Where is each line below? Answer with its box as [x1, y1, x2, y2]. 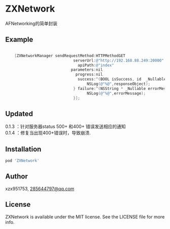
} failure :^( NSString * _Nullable [73, 86, 146, 91]
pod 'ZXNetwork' [5, 158, 39, 163]
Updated [5, 109, 33, 118]
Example [5, 35, 33, 44]
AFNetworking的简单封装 [5, 20, 58, 26]
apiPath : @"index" [77, 63, 114, 68]
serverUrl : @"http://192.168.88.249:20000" [73, 58, 164, 63]
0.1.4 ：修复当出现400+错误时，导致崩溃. [5, 130, 91, 136]
